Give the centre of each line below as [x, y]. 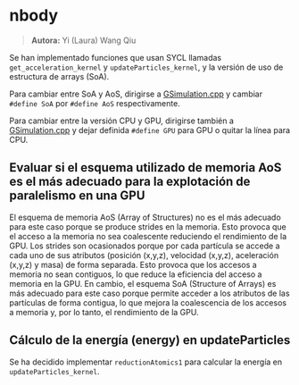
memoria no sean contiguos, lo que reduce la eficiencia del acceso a [136, 274]
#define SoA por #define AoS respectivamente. [95, 103]
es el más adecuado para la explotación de [130, 182]
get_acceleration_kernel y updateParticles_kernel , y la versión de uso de [146, 67]
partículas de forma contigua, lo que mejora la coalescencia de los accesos [148, 302]
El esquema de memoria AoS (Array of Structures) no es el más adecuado [145, 217]
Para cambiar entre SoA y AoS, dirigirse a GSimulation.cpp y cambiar [136, 94]
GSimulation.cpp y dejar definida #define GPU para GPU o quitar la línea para [150, 130]
